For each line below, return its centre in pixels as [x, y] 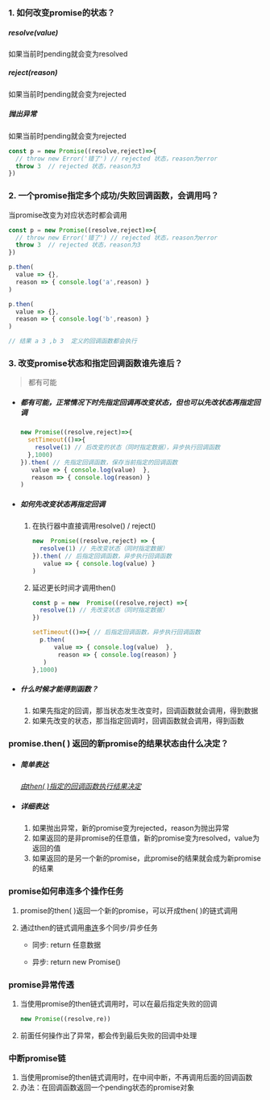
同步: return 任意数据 [66, 944]
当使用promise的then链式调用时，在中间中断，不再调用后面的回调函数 [136, 1077]
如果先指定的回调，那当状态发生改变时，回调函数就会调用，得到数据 [145, 711]
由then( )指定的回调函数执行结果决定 [81, 787]
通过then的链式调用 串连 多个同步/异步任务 [89, 928]
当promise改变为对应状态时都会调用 [68, 214]
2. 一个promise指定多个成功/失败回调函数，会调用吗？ [114, 196]
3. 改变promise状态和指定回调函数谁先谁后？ [96, 363]
